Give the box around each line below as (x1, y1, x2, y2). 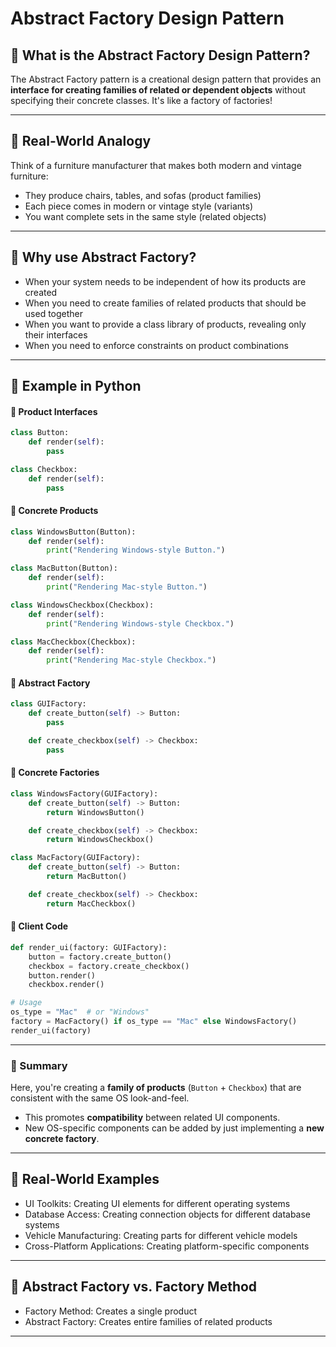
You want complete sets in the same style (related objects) (24, 210, 267, 222)
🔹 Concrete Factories (10, 767, 100, 779)
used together (24, 307, 84, 319)
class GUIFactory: (10, 699, 87, 709)
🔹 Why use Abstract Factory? (10, 249, 197, 266)
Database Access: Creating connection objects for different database (24, 1208, 312, 1220)
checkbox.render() (28, 980, 105, 990)
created (24, 286, 58, 298)
